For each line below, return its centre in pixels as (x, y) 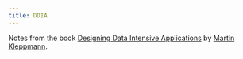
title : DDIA (28, 15)
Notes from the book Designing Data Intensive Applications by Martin (121, 38)
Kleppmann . (28, 46)
